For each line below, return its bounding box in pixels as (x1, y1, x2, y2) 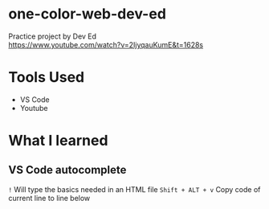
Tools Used (8, 68, 85, 87)
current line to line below (8, 193, 91, 203)
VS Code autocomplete (8, 163, 127, 177)
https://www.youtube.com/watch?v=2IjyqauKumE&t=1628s (8, 39, 203, 49)
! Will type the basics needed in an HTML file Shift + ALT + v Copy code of (8, 184, 261, 194)
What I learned (8, 132, 108, 150)
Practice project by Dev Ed (8, 31, 97, 41)
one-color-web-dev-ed (8, 5, 167, 23)
